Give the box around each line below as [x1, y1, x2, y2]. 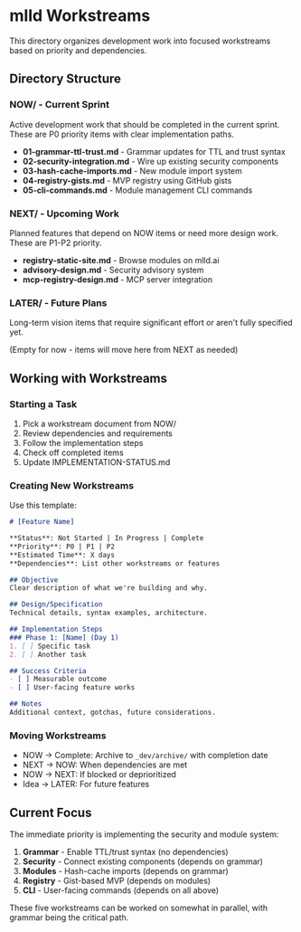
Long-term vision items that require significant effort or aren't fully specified [9, 318, 293, 328]
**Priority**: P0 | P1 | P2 [9, 542, 116, 551]
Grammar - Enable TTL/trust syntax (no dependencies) [22, 847, 229, 858]
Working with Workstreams [9, 370, 168, 385]
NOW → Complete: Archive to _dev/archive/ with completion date [22, 750, 268, 761]
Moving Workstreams [9, 729, 107, 742]
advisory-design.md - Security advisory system [22, 264, 205, 275]
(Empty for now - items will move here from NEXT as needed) [9, 345, 239, 356]
